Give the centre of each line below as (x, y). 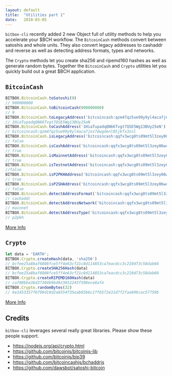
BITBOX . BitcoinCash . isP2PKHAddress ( (44, 175)
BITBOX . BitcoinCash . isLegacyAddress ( (46, 137)
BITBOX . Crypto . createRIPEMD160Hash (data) (50, 278)
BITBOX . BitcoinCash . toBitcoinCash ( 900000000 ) (55, 108)
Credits (17, 318)
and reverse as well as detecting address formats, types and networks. (80, 51)
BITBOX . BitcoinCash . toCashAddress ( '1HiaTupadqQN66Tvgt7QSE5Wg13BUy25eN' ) (86, 127)
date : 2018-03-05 (26, 20)
